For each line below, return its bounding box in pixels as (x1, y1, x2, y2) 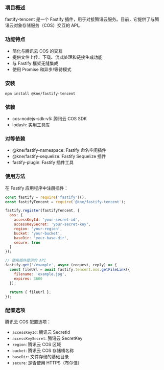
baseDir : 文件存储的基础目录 (12, 354, 69, 360)
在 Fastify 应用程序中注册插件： (5, 185, 69, 191)
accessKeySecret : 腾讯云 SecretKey (12, 335, 83, 341)
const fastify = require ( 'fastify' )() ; (5, 195, 87, 200)
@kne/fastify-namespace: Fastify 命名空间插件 (12, 147, 107, 153)
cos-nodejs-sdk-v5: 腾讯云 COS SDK (12, 116, 87, 122)
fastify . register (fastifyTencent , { (5, 208, 80, 213)
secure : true (14, 240, 41, 245)
